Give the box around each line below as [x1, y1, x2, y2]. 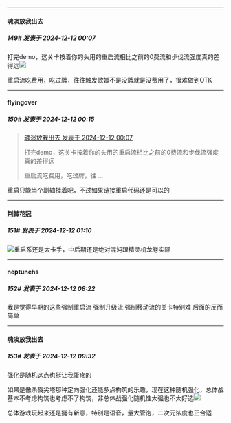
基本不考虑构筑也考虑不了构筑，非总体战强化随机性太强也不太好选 [7, 393, 194, 402]
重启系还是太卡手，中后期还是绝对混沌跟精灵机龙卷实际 [14, 245, 170, 253]
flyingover [7, 98, 38, 107]
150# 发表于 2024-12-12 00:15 [7, 115, 95, 123]
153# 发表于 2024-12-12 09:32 [7, 352, 96, 360]
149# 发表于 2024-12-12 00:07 [7, 34, 96, 42]
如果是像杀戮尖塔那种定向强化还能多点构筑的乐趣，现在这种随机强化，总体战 [7, 385, 224, 393]
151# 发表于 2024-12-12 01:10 [7, 226, 92, 235]
